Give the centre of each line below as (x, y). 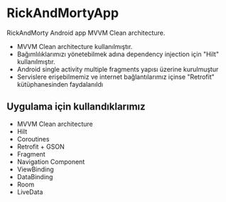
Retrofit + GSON (41, 147)
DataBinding (35, 176)
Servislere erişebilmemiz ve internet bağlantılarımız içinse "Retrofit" (115, 77)
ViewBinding (35, 169)
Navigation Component (51, 161)
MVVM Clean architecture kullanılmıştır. (75, 46)
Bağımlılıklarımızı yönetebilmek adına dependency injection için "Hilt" (118, 54)
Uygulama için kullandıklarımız (76, 107)
